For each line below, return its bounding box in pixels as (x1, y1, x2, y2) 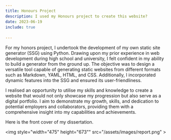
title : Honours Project (5, 8, 56, 13)
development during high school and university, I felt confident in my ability (5, 55, 164, 62)
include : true (5, 25, 36, 30)
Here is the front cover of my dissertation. (5, 119, 94, 125)
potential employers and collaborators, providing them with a (5, 104, 134, 110)
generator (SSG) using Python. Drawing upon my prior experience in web (5, 50, 160, 56)
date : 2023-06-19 (5, 19, 42, 24)
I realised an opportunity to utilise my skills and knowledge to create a (5, 87, 153, 93)
